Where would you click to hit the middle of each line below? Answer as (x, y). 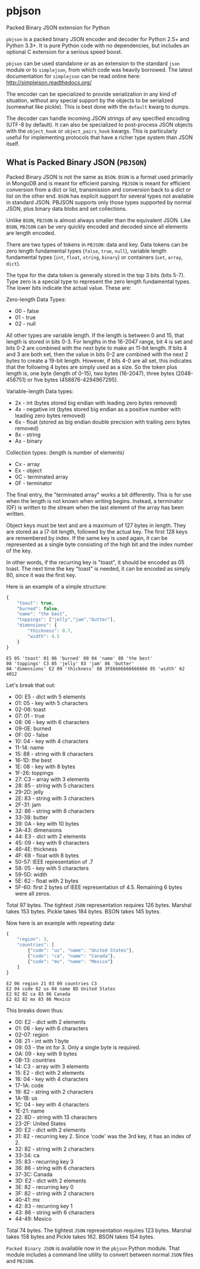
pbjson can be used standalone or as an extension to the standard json (93, 63)
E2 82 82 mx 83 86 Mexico (38, 999)
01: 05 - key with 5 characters (51, 703)
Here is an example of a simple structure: (57, 586)
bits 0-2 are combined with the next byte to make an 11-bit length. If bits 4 (97, 348)
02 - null (25, 323)
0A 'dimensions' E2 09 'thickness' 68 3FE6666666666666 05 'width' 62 (96, 669)
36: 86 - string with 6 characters (55, 1168)
